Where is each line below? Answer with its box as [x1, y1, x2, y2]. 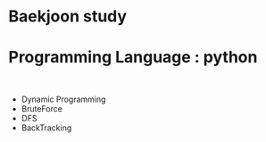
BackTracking [21, 122, 72, 133]
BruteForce [21, 104, 63, 114]
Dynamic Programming [21, 94, 106, 104]
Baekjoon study [8, 6, 127, 27]
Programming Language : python [8, 47, 258, 68]
